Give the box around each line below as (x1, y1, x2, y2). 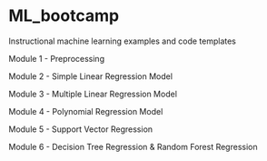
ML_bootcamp (8, 5, 120, 26)
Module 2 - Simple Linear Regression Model (8, 70, 173, 82)
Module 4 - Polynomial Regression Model (8, 106, 163, 116)
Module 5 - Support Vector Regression (8, 124, 153, 135)
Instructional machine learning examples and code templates (8, 35, 237, 46)
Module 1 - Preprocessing (8, 53, 105, 64)
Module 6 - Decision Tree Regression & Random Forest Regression (8, 141, 258, 152)
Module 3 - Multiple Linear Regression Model (8, 88, 178, 99)
